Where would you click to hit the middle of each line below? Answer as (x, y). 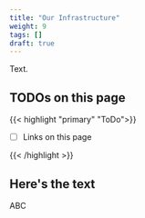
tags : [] (26, 35)
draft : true (32, 43)
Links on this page (57, 137)
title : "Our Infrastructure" (65, 18)
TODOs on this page (67, 98)
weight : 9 (28, 26)
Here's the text (52, 184)
